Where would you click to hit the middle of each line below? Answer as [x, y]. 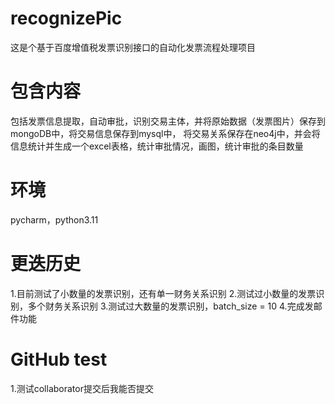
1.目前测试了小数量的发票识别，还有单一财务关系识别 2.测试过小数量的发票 [163, 293]
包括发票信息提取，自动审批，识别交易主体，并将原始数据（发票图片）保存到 [168, 121]
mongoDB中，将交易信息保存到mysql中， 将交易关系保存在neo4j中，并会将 [165, 133]
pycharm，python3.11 [54, 219]
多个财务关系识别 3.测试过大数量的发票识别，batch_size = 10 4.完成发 [170, 306]
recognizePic [66, 18]
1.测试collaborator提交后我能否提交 [82, 388]
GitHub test [59, 359]
